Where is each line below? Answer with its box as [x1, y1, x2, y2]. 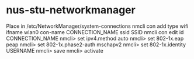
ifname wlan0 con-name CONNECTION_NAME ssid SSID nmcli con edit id [6, 28, 184, 35]
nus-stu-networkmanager [6, 3, 136, 17]
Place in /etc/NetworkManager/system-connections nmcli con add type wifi [6, 23, 189, 30]
